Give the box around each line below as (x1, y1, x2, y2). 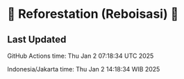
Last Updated (7, 34, 67, 45)
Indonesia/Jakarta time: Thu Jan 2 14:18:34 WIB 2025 (7, 65, 160, 73)
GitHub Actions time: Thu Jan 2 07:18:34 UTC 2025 (7, 52, 154, 60)
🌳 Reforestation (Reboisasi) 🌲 (7, 6, 179, 22)
